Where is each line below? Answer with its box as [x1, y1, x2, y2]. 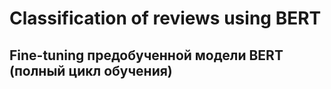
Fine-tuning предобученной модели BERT [9, 47, 284, 64]
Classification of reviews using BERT [9, 7, 322, 30]
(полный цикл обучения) [9, 62, 173, 79]
